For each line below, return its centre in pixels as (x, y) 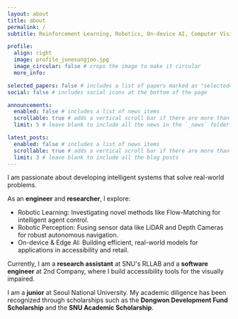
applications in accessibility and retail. (73, 250)
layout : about (28, 14)
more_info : (30, 73)
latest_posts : (28, 138)
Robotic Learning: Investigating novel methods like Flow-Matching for (119, 213)
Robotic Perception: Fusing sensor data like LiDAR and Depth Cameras (120, 228)
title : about (27, 21)
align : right (33, 53)
